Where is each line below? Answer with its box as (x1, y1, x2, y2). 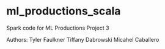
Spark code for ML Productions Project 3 (6, 24, 109, 31)
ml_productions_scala (6, 4, 121, 18)
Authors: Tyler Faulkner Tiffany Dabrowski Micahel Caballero (6, 36, 159, 43)
